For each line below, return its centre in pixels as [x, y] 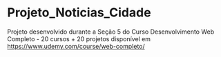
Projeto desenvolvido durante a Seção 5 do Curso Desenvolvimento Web [111, 32]
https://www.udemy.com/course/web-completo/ [76, 46]
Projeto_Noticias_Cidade [79, 13]
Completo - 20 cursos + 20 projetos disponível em [79, 38]
